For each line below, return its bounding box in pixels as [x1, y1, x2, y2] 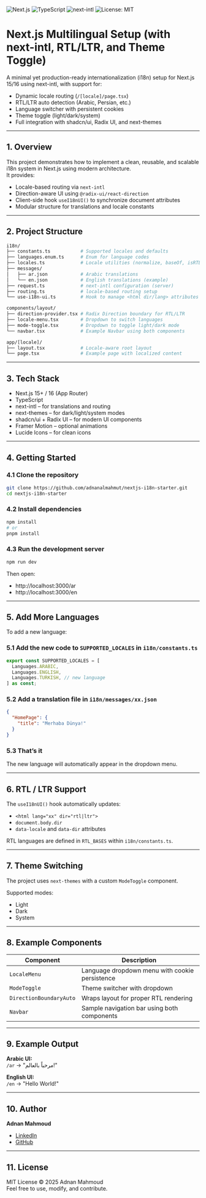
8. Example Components [6, 937, 102, 948]
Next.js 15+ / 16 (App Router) [15, 390, 88, 397]
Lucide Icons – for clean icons [15, 429, 91, 436]
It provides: [6, 171, 35, 178]
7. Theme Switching [6, 861, 83, 871]
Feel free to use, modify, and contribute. [6, 1184, 108, 1192]
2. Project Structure [6, 226, 83, 237]
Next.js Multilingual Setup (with [6, 28, 170, 41]
